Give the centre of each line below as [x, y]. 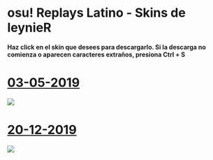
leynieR [29, 28]
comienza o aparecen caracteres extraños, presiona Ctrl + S [96, 54]
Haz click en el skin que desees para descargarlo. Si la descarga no [106, 47]
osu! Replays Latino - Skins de [97, 13]
